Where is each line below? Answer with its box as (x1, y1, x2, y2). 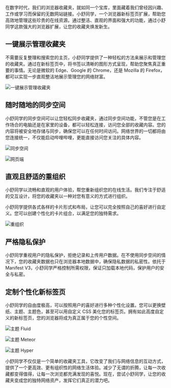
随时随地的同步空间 (5, 101, 66, 110)
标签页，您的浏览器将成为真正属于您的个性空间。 (18, 315, 121, 321)
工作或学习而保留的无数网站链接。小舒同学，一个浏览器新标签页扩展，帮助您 (5, 11, 166, 17)
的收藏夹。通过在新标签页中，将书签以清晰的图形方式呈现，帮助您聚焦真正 (5, 61, 161, 67)
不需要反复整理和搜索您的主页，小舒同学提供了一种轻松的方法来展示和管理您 (5, 54, 166, 60)
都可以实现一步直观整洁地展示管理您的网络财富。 (5, 73, 108, 80)
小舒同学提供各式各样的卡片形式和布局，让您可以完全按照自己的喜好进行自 (5, 204, 161, 210)
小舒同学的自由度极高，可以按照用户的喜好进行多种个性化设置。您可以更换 (5, 302, 161, 308)
